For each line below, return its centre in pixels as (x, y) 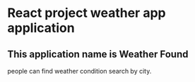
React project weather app (87, 13)
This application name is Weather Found (98, 54)
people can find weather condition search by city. (79, 71)
